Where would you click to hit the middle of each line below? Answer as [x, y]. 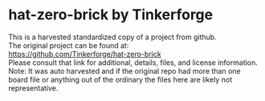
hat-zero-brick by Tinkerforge [111, 15]
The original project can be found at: [69, 45]
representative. [33, 88]
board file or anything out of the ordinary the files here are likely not [120, 79]
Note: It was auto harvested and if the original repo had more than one [124, 71]
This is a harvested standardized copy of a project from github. [112, 37]
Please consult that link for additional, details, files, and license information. [133, 63]
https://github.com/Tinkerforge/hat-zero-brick [85, 54]
